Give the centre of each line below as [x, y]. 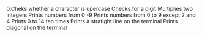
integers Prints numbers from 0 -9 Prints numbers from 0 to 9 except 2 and [101, 15]
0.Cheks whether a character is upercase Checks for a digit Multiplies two [99, 9]
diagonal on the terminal [37, 27]
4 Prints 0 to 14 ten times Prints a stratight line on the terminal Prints [92, 21]
